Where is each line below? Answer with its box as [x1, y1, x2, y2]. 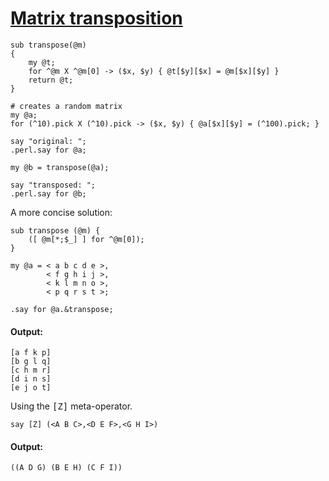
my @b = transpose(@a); [10, 162, 110, 172]
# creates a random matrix [10, 101, 123, 111]
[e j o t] [10, 383, 52, 393]
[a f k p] [10, 348, 52, 358]
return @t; [28, 75, 74, 85]
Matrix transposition [10, 7, 183, 30]
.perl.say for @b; [10, 188, 87, 199]
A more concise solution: [10, 206, 113, 218]
